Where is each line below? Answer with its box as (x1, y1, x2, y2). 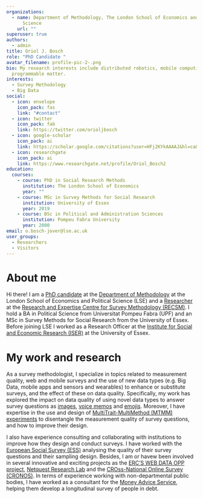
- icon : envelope (11, 99, 56, 105)
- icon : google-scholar (11, 132, 71, 139)
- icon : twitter (11, 115, 53, 121)
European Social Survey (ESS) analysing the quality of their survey (6, 447, 172, 454)
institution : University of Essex (22, 200, 110, 206)
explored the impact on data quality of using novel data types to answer (6, 396, 185, 404)
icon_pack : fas (17, 104, 56, 111)
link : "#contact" (17, 110, 61, 116)
